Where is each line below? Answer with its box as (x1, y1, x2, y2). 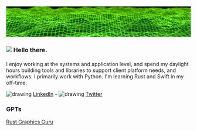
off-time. (6, 79, 28, 86)
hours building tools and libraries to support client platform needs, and (6, 67, 176, 74)
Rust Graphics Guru (6, 118, 54, 125)
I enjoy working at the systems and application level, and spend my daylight (6, 60, 189, 67)
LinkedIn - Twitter (33, 90, 103, 97)
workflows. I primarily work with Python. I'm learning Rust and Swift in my (6, 73, 184, 80)
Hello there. (13, 46, 48, 54)
